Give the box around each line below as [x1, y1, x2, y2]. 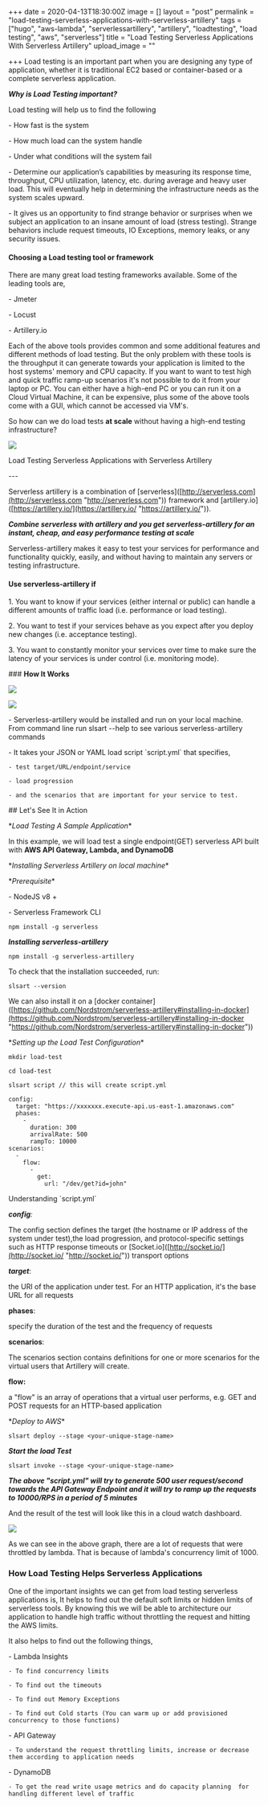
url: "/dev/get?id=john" [43, 1180, 128, 1188]
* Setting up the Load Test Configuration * [8, 1037, 144, 1048]
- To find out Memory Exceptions [8, 1695, 120, 1703]
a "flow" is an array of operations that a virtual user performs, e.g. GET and [8, 1393, 257, 1402]
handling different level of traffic [8, 1789, 135, 1798]
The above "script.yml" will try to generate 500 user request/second [8, 1476, 243, 1486]
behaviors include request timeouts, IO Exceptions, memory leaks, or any [8, 225, 250, 235]
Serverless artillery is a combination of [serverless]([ [8, 486, 183, 497]
